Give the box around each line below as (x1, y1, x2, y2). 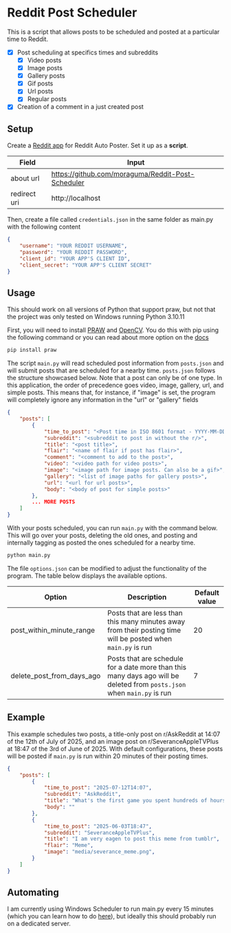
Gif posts (27, 79, 54, 87)
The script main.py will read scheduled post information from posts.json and (7, 359, 224, 368)
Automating (7, 887, 60, 899)
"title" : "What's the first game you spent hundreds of (43, 797, 208, 804)
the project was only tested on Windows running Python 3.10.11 (7, 313, 185, 321)
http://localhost (51, 193, 101, 203)
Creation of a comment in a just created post (16, 103, 144, 111)
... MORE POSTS (32, 499, 76, 505)
